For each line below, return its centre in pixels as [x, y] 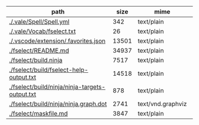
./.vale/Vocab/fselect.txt [42, 31]
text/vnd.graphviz [162, 104]
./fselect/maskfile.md [38, 113]
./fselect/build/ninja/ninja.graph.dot [58, 104]
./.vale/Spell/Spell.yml [39, 22]
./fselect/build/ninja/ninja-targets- [57, 87]
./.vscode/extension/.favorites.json [57, 41]
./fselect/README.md [39, 51]
